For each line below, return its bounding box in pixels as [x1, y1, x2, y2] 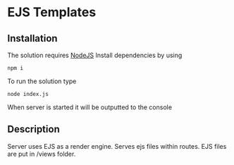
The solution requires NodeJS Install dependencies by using [7, 51, 183, 59]
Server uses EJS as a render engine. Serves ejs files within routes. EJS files [7, 142, 227, 150]
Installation [7, 32, 58, 44]
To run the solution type [7, 77, 77, 85]
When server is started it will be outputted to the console [7, 103, 173, 111]
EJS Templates [7, 4, 97, 20]
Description [7, 123, 60, 135]
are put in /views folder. [7, 149, 76, 158]
